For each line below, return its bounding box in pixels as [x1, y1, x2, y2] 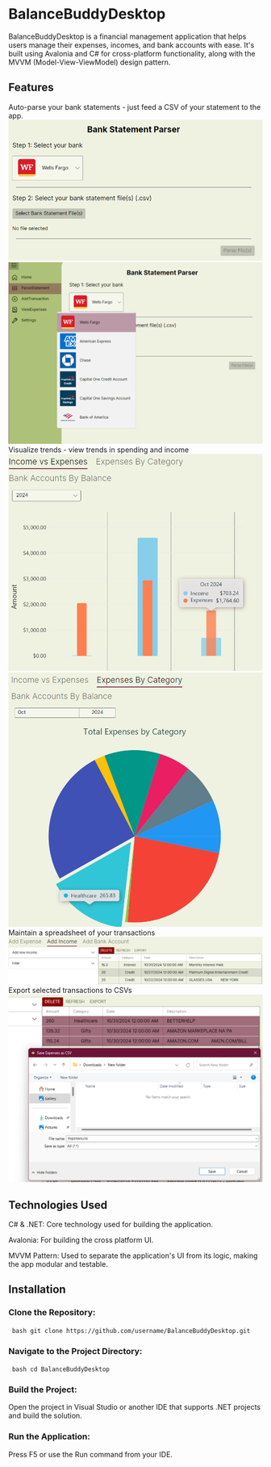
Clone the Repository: [8, 1307, 96, 1318]
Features [8, 81, 54, 94]
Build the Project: [8, 1384, 78, 1395]
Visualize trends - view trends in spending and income [8, 445, 190, 455]
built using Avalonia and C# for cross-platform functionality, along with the [8, 48, 256, 58]
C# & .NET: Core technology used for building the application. [8, 1220, 214, 1230]
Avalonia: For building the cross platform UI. [8, 1235, 154, 1245]
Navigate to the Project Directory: [8, 1345, 143, 1356]
